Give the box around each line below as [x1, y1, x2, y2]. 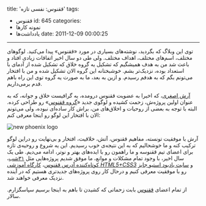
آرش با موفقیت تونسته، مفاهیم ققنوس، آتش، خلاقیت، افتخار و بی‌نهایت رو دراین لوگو [7, 135, 199, 142]
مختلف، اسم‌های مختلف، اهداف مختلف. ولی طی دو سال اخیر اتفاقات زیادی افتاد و [7, 54, 193, 61]
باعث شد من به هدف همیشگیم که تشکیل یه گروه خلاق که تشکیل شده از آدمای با [7, 61, 189, 68]
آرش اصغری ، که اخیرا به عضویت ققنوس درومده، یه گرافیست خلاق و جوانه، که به [7, 92, 191, 99]
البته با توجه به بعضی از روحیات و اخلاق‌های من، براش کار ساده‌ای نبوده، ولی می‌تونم [7, 105, 197, 112]
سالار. [7, 193, 21, 199]
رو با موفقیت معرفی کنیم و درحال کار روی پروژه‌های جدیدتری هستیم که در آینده [7, 167, 187, 175]
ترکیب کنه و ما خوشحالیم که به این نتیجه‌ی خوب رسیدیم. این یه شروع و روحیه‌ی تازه [7, 142, 196, 149]
